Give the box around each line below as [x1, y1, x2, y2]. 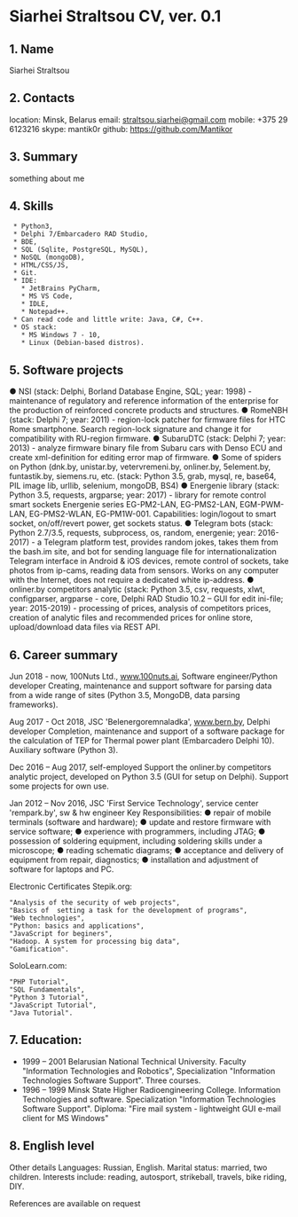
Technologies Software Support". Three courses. [21, 1075, 201, 1086]
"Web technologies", [9, 914, 86, 923]
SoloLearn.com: [9, 961, 67, 971]
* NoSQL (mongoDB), [12, 253, 86, 263]
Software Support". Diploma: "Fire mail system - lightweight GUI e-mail [21, 1103, 281, 1114]
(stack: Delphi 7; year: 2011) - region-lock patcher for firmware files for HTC [9, 414, 286, 425]
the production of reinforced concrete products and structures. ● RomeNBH [9, 405, 288, 416]
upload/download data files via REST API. [9, 622, 161, 632]
